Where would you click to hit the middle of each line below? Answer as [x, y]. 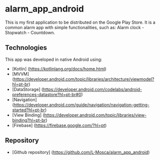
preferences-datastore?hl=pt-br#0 [47, 94]
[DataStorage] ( [28, 89]
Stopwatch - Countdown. [30, 32]
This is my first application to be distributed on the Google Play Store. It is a [80, 22]
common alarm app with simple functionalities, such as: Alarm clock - [75, 27]
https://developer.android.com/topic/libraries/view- [96, 115]
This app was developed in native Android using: [54, 59]
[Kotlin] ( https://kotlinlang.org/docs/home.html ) [59, 69]
